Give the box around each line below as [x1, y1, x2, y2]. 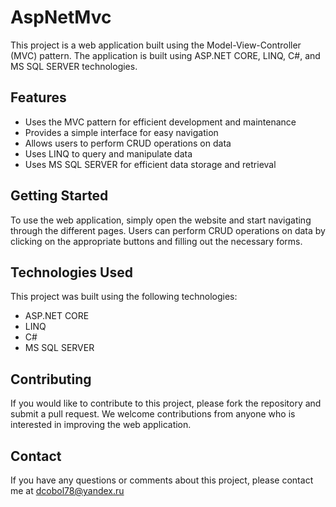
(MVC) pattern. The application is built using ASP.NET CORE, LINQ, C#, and [10, 49, 321, 61]
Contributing [10, 371, 92, 388]
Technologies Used [10, 264, 133, 281]
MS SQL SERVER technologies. [10, 60, 138, 72]
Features [10, 89, 67, 106]
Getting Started [10, 187, 109, 205]
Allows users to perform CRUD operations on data [24, 137, 232, 149]
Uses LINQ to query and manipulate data [24, 147, 193, 160]
